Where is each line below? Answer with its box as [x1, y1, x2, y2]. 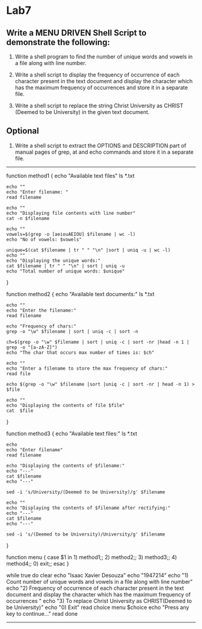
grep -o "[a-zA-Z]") [6, 344, 58, 350]
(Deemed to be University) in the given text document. [14, 109, 150, 115]
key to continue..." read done [6, 610, 78, 617]
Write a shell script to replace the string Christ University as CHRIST [14, 102, 183, 109]
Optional [6, 126, 39, 136]
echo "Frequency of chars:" [6, 323, 77, 329]
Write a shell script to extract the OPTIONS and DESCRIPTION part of [14, 142, 186, 149]
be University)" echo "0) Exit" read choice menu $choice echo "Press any [6, 604, 189, 611]
